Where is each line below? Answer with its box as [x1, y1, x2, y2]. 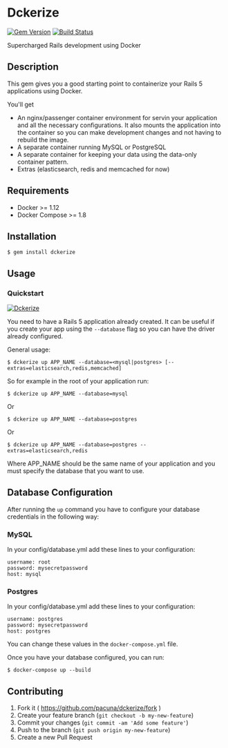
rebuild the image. [17, 135, 69, 144]
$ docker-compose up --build [7, 667, 91, 674]
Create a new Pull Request [17, 733, 93, 742]
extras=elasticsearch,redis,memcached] [7, 365, 122, 372]
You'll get [7, 100, 35, 108]
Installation [7, 230, 57, 242]
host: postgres [7, 628, 51, 635]
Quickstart [7, 288, 44, 298]
